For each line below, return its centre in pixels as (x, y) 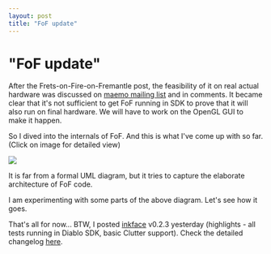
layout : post (30, 16)
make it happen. (35, 121)
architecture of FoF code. (51, 184)
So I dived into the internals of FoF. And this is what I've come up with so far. (136, 136)
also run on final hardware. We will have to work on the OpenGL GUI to (126, 112)
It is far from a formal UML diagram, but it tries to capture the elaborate (127, 176)
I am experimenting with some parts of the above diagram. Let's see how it (133, 200)
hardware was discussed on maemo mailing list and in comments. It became (135, 95)
